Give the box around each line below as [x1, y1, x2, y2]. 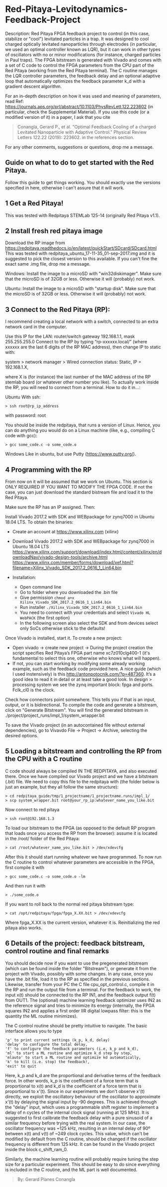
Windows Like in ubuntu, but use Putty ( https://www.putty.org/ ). [5, 451, 136, 457]
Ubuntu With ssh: [5, 394, 41, 400]
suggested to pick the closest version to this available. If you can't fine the [5, 256, 158, 262]
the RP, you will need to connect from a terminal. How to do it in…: [5, 385, 141, 391]
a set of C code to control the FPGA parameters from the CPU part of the [5, 62, 155, 68]
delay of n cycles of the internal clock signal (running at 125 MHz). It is [5, 1109, 149, 1115]
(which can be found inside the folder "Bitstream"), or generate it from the [5, 965, 157, 971]
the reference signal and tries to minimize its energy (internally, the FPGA [5, 1002, 155, 1008]
